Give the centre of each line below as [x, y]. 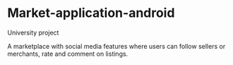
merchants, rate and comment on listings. [68, 54]
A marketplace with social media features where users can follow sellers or [116, 46]
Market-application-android [91, 13]
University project [33, 32]
